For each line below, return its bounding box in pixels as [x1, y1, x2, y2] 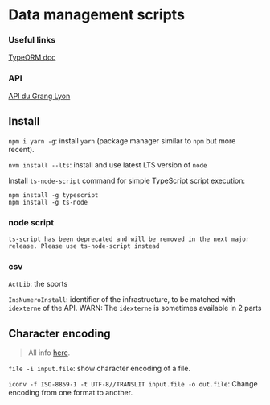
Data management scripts [8, 6, 185, 24]
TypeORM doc [8, 52, 56, 62]
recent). [8, 144, 35, 154]
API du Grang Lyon [8, 91, 71, 101]
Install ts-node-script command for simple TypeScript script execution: [8, 176, 246, 185]
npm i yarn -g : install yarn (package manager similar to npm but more [8, 135, 236, 146]
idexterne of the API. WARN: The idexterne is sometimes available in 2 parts [8, 304, 262, 313]
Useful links [8, 35, 56, 46]
